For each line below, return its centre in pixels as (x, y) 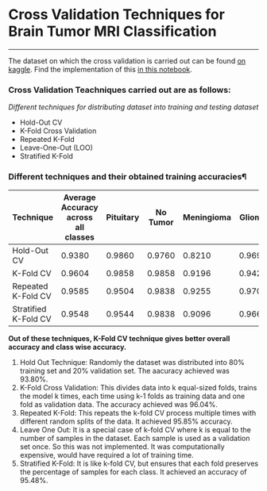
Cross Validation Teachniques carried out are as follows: (120, 90)
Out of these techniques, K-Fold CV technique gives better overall (119, 338)
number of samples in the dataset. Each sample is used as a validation (135, 438)
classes (80, 237)
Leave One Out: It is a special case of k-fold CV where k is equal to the (135, 429)
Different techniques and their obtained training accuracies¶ (128, 177)
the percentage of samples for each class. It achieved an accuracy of (133, 472)
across (79, 217)
